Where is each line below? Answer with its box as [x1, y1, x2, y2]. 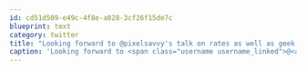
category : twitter [9, 30, 79, 39]
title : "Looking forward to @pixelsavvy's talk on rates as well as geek [9, 38, 296, 48]
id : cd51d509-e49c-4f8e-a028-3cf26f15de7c [9, 13, 173, 23]
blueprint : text [9, 22, 71, 31]
